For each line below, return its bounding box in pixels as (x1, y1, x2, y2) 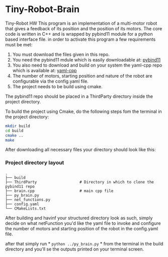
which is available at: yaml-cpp (12, 67, 77, 74)
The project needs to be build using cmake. (12, 83, 103, 89)
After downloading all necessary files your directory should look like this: (5, 147, 156, 153)
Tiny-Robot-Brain (5, 4, 79, 15)
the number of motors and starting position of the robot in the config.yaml (5, 225, 158, 231)
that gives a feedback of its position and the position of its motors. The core (5, 25, 162, 31)
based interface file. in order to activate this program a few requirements (5, 36, 156, 42)
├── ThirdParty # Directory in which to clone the (5, 179, 154, 184)
